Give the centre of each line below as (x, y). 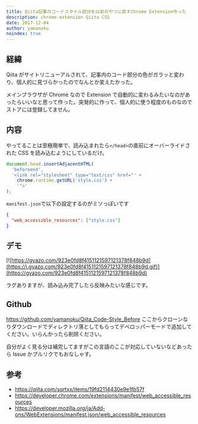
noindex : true (24, 34)
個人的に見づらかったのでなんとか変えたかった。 (76, 82)
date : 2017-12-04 (28, 23)
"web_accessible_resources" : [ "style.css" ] (66, 220)
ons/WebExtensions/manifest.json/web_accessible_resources (90, 415)
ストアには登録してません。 (40, 109)
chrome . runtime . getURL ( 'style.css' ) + (65, 181)
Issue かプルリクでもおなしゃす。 (54, 354)
